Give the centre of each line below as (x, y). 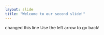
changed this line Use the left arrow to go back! (52, 27)
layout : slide (19, 9)
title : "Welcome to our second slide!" (45, 14)
